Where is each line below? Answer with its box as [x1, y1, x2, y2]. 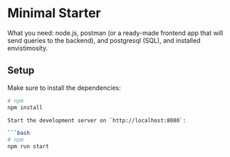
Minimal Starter [7, 5, 101, 21]
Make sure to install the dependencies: [7, 83, 121, 92]
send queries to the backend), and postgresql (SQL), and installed [7, 36, 201, 44]
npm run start [7, 143, 50, 151]
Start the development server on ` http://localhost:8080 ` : [7, 116, 187, 124]
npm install [7, 103, 43, 111]
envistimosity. [7, 44, 48, 52]
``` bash [7, 130, 31, 137]
